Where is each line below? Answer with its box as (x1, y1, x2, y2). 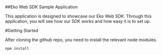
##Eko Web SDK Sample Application (5, 4, 78, 10)
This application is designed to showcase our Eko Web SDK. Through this (5, 13, 152, 19)
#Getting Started (5, 28, 38, 33)
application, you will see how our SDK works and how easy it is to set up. (5, 19, 151, 24)
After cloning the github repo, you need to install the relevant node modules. (5, 37, 158, 43)
